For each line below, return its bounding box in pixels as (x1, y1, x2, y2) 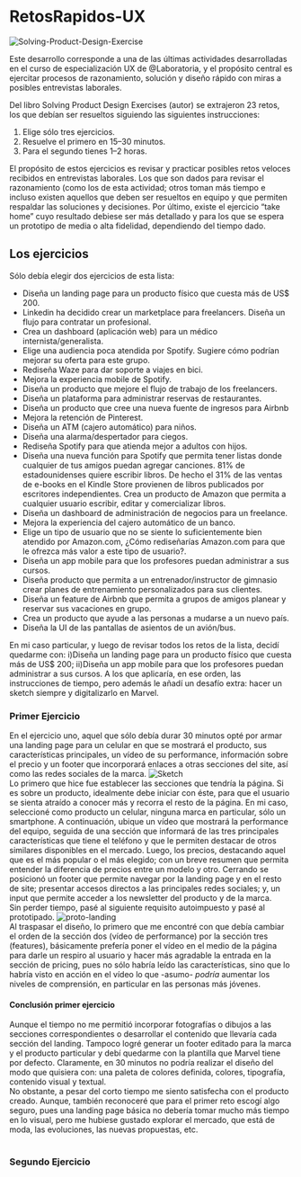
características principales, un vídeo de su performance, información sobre (9, 749, 289, 761)
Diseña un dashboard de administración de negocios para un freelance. (22, 507, 288, 518)
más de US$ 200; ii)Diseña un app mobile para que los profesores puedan (9, 658, 285, 669)
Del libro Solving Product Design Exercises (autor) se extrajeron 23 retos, (9, 99, 280, 110)
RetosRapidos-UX (9, 6, 146, 27)
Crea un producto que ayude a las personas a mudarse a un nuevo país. (22, 612, 289, 623)
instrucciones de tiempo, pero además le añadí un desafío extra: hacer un (9, 677, 283, 689)
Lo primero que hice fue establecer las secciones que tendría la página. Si (9, 778, 285, 789)
